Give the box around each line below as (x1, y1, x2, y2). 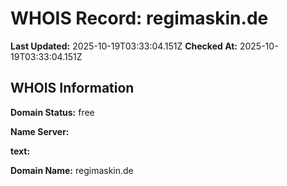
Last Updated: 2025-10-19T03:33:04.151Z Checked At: (10, 40, 238, 52)
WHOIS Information (10, 80, 135, 97)
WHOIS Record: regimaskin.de (10, 7, 269, 30)
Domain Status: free (10, 106, 95, 118)
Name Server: (10, 125, 70, 137)
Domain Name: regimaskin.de (10, 164, 134, 176)
